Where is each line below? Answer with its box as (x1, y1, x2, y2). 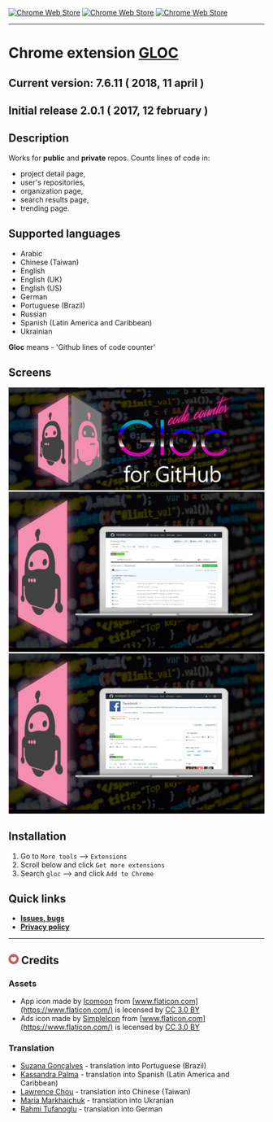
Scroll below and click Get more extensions (19, 859, 165, 870)
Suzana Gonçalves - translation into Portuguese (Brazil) (19, 1061, 207, 1071)
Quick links (8, 892, 67, 906)
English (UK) (19, 274, 63, 284)
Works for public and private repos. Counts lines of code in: (8, 153, 210, 163)
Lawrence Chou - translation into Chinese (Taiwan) (19, 1087, 191, 1097)
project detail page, (19, 168, 86, 178)
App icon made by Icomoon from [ (19, 997, 136, 1006)
